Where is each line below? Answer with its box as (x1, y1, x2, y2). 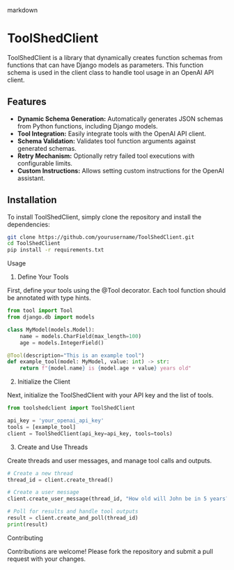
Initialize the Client (17, 377, 71, 386)
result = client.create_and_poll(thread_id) (7, 515, 139, 522)
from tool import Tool (7, 307, 73, 314)
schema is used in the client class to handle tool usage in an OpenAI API (7, 68, 214, 76)
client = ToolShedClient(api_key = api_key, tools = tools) (7, 430, 173, 437)
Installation (7, 194, 57, 206)
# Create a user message (7, 489, 79, 496)
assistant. (17, 174, 45, 182)
